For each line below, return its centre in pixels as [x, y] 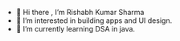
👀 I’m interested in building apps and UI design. [94, 20]
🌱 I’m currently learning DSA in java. [75, 29]
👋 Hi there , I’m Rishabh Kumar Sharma [80, 12]
